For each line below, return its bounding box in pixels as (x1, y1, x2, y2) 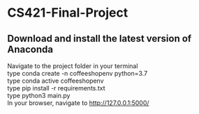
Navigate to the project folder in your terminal (7, 62, 138, 70)
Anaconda (7, 43, 54, 55)
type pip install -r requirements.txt (7, 84, 106, 92)
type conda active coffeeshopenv (7, 76, 104, 85)
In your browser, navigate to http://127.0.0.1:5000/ (7, 99, 149, 107)
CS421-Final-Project (7, 5, 128, 21)
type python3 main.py (7, 92, 71, 99)
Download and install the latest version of (7, 33, 192, 44)
